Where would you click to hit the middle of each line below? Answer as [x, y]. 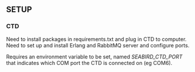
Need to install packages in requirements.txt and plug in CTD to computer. [97, 39]
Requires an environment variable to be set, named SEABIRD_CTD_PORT [94, 56]
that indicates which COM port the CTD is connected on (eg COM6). [89, 63]
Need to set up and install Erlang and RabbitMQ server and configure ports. [98, 45]
